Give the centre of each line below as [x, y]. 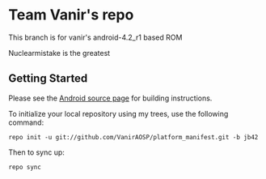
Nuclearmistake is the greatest [59, 53]
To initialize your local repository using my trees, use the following [118, 113]
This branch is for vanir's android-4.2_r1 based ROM [95, 37]
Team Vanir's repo [71, 15]
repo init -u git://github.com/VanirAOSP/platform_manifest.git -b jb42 [133, 137]
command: [26, 122]
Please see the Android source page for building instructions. [110, 98]
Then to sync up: [36, 152]
